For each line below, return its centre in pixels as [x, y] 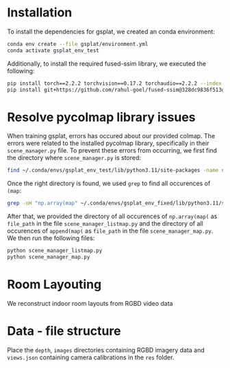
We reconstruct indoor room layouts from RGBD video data [90, 303]
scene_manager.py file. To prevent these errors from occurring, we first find [112, 150]
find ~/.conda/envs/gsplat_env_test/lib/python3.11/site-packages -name [113, 170]
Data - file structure [64, 331]
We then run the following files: [51, 238]
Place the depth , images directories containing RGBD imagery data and [106, 350]
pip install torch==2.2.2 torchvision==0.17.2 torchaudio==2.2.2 [102, 83]
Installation [40, 13]
